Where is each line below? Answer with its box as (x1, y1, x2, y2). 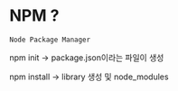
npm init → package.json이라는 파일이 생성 (9, 51, 164, 63)
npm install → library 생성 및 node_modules (9, 71, 169, 82)
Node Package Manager (9, 35, 91, 44)
